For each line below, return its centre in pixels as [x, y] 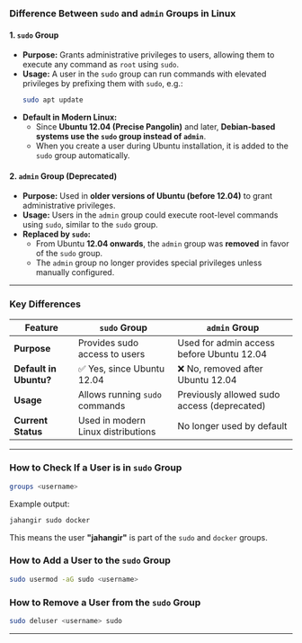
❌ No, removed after [220, 369]
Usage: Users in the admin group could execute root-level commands [150, 215]
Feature [41, 327]
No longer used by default [232, 425]
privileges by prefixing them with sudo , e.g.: [102, 84]
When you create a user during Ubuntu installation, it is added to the [162, 146]
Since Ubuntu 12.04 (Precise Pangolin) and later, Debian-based [155, 127]
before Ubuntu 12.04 [222, 353]
